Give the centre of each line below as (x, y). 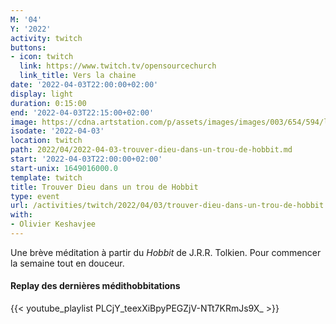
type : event (35, 196)
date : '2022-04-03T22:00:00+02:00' (84, 85)
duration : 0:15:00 (48, 103)
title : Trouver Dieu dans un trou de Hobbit (104, 187)
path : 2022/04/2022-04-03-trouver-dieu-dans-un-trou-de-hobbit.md (151, 150)
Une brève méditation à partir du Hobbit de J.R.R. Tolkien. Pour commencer (166, 252)
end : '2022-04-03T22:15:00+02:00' (82, 112)
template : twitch (46, 177)
